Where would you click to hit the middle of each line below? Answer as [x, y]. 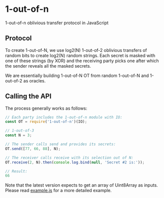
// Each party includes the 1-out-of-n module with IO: [64, 117]
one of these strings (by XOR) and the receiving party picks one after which [82, 61]
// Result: [16, 171]
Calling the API [28, 97]
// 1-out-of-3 [20, 131]
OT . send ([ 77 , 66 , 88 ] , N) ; [33, 149]
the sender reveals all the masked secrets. [48, 66]
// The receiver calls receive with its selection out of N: [69, 158]
